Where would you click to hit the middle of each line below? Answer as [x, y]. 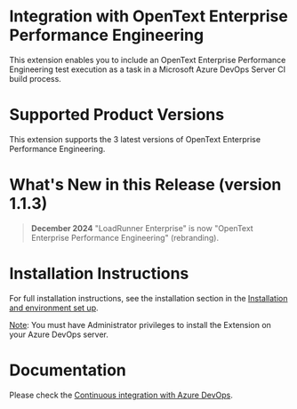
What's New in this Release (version [145, 185]
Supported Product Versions [117, 115]
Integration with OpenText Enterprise [149, 16]
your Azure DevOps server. [59, 334]
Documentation [68, 370]
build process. [36, 78]
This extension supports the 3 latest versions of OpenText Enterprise [135, 139]
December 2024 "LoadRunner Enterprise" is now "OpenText [142, 228]
